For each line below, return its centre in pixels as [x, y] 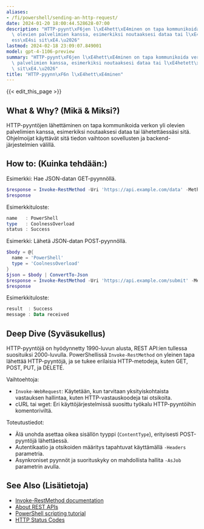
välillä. [47, 145]
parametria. [29, 454]
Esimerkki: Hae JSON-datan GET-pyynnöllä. [61, 178]
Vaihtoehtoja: [23, 379]
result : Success [29, 309]
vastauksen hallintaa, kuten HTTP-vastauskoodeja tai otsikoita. [93, 398]
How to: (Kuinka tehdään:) [57, 164]
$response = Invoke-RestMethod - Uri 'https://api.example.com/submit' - [100, 281]
